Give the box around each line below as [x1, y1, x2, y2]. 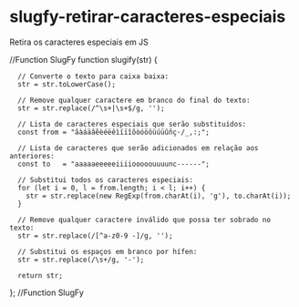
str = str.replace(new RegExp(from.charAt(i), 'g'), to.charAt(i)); [26, 191, 292, 200]
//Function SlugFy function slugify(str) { [9, 54, 158, 65]
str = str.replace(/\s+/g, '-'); [17, 255, 145, 264]
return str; [17, 271, 64, 280]
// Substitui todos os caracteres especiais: [17, 175, 194, 184]
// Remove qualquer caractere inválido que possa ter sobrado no [17, 215, 272, 224]
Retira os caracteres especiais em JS [9, 36, 149, 47]
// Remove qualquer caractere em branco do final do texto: [17, 96, 251, 105]
